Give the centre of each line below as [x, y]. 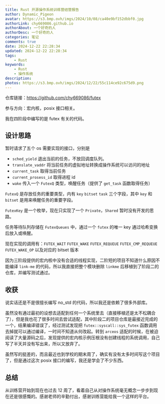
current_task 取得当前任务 [39, 171]
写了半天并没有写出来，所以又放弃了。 [44, 344]
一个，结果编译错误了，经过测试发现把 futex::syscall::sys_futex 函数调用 [81, 325]
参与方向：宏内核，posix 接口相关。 [41, 108]
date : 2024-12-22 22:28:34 [33, 46]
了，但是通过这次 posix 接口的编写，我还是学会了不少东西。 [66, 361]
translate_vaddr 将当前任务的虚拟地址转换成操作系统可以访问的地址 [81, 165]
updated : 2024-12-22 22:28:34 [36, 51]
